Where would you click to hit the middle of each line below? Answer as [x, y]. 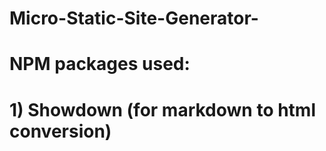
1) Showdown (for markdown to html [163, 109]
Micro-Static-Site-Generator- [134, 18]
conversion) [60, 131]
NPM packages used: [100, 64]
